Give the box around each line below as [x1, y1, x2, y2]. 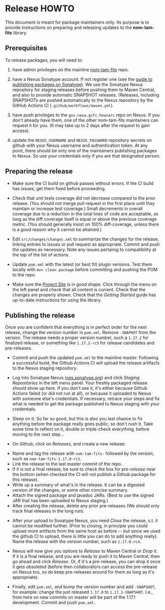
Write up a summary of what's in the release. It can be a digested [12, 482, 145, 488]
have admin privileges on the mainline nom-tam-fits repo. [12, 67, 129, 72]
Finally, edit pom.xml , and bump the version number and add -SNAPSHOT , [12, 584, 156, 590]
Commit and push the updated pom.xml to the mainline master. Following [12, 355, 159, 361]
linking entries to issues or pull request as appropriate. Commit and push [12, 241, 160, 247]
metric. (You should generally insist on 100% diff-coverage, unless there [12, 221, 159, 227]
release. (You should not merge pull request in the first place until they [12, 200, 155, 206]
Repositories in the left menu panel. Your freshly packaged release [12, 380, 148, 386]
